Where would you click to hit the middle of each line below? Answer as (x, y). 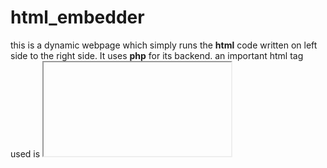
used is (25, 153)
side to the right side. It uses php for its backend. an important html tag (157, 55)
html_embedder (77, 17)
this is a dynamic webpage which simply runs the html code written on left (164, 45)
